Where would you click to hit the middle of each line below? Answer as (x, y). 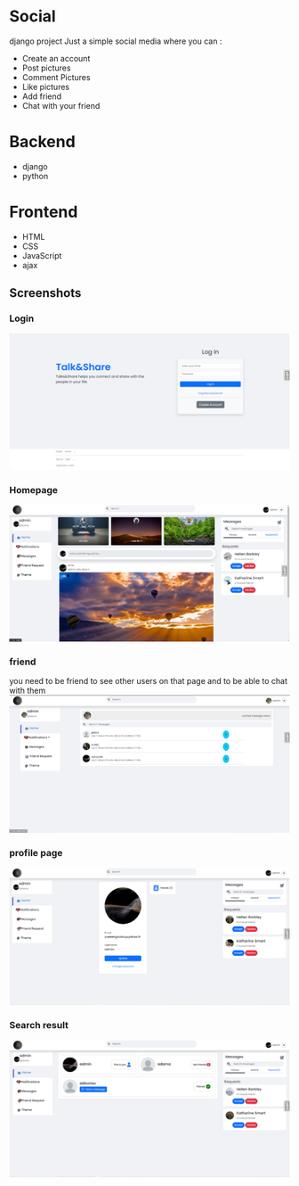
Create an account (56, 58)
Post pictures (46, 68)
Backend (42, 142)
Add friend (42, 96)
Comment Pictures (56, 77)
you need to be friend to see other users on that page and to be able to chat (148, 681)
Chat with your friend (61, 105)
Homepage (33, 490)
